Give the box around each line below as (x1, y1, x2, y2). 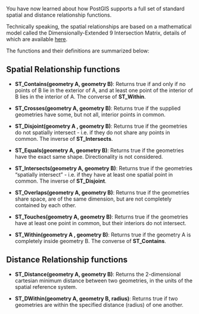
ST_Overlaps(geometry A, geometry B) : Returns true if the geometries (14, 189, 189, 196)
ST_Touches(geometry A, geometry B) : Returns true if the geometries (14, 213, 189, 220)
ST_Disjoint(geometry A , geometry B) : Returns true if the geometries (14, 122, 188, 130)
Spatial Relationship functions (6, 64, 120, 75)
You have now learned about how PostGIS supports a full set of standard (6, 5, 185, 12)
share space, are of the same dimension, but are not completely (14, 195, 172, 202)
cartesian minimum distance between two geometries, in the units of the (14, 277, 192, 284)
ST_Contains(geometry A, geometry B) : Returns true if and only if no (14, 80, 186, 87)
